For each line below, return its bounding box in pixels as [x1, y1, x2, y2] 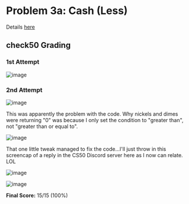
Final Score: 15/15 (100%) [6, 192, 68, 199]
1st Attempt [6, 58, 40, 66]
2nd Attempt [6, 86, 43, 94]
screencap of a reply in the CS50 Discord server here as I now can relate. [6, 151, 183, 158]
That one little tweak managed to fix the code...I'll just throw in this [6, 145, 167, 153]
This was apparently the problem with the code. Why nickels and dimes [6, 110, 178, 117]
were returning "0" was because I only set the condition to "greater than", [6, 116, 184, 123]
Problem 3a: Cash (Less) [6, 4, 128, 18]
